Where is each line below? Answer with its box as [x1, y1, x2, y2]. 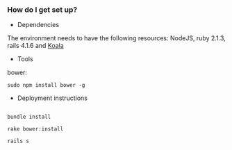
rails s [7, 137, 30, 145]
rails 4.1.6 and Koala [7, 42, 64, 50]
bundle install [7, 113, 51, 121]
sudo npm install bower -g [7, 82, 85, 89]
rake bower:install [7, 126, 64, 133]
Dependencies [17, 21, 60, 29]
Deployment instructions [17, 94, 88, 102]
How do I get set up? [7, 5, 78, 15]
